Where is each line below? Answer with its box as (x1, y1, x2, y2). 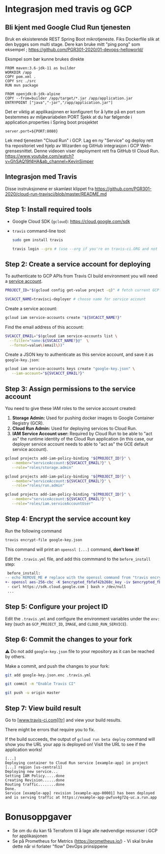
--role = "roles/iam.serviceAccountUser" (11, 501, 93, 506)
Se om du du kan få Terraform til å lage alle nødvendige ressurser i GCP (12, 827, 158, 833)
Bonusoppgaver (5, 812, 72, 822)
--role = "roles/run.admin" (11, 483, 65, 488)
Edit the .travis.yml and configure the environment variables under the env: (5, 615, 160, 621)
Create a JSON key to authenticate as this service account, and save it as (5, 351, 154, 358)
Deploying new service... (5, 769, 58, 774)
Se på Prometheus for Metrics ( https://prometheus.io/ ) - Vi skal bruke (12, 838, 153, 844)
